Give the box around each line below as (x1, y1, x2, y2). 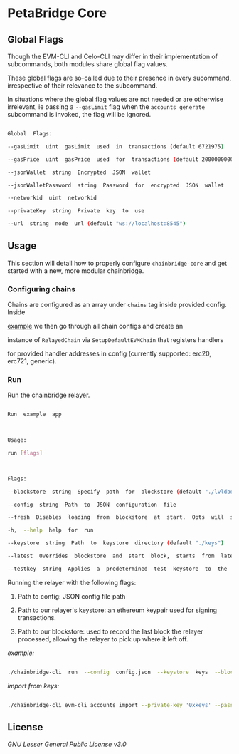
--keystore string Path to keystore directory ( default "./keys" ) (7, 539, 224, 547)
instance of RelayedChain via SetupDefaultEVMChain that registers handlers (7, 336, 224, 344)
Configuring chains (7, 284, 76, 294)
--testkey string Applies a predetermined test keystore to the (7, 565, 228, 572)
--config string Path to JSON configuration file (7, 501, 176, 508)
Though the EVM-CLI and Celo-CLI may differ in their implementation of (7, 52, 218, 61)
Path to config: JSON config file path (17, 592, 126, 600)
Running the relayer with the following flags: (7, 578, 137, 587)
